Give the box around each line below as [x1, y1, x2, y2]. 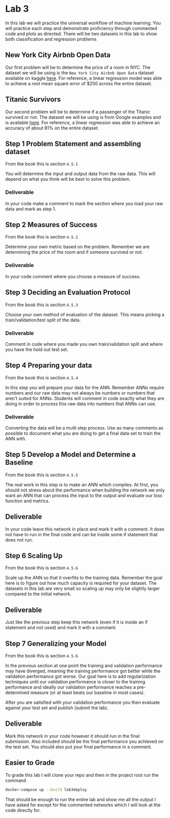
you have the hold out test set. [5, 346, 69, 352]
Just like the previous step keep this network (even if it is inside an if [5, 619, 148, 625]
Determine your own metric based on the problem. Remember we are [5, 244, 150, 250]
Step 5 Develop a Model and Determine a [5, 450, 136, 459]
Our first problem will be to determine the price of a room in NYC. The [5, 64, 151, 70]
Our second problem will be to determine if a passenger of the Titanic [5, 109, 151, 115]
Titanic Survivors [5, 95, 61, 104]
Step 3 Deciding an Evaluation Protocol [5, 288, 131, 297]
